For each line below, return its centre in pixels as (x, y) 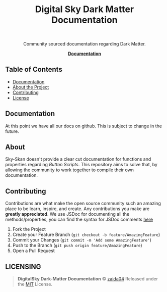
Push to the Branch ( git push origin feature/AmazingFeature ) (77, 246)
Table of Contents (34, 69)
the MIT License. (35, 284)
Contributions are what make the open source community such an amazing (83, 204)
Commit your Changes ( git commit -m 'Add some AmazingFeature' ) (82, 240)
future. (12, 131)
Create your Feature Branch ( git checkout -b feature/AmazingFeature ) (86, 235)
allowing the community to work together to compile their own (70, 170)
